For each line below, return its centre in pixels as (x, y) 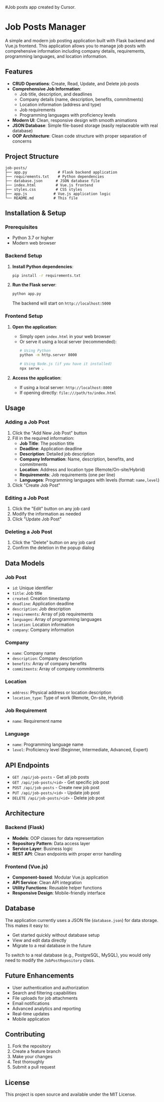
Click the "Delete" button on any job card (54, 543)
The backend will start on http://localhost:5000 (62, 303)
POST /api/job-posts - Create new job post (56, 788)
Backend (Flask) (25, 827)
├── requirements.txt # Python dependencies (55, 177)
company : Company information (43, 630)
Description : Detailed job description (57, 454)
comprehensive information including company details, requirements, (75, 51)
